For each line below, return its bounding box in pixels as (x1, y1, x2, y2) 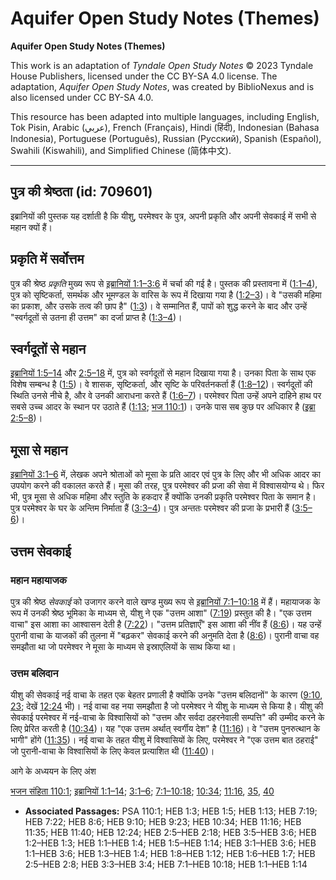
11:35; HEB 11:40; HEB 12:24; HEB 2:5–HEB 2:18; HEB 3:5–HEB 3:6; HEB (24, 827, 317, 839)
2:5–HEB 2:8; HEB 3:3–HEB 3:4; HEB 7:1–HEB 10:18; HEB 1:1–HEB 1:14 (24, 858, 308, 871)
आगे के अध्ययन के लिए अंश (10, 765, 97, 777)
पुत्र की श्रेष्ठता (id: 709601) (10, 183, 153, 201)
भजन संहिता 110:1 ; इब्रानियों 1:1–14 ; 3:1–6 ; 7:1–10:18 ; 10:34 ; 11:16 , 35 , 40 (10, 785, 275, 797)
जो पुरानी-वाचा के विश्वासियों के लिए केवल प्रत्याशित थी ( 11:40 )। (10, 745, 215, 757)
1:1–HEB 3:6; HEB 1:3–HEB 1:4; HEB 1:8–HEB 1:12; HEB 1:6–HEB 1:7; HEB (24, 848, 316, 860)
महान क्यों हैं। (10, 221, 53, 233)
